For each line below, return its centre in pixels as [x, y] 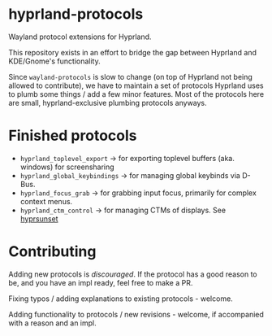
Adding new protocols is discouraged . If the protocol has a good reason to [133, 274]
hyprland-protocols [76, 14]
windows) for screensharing [67, 167]
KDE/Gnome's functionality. [54, 61]
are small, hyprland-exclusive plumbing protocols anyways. [108, 103]
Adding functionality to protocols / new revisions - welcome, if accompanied [136, 314]
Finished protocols [73, 136]
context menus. [46, 201]
